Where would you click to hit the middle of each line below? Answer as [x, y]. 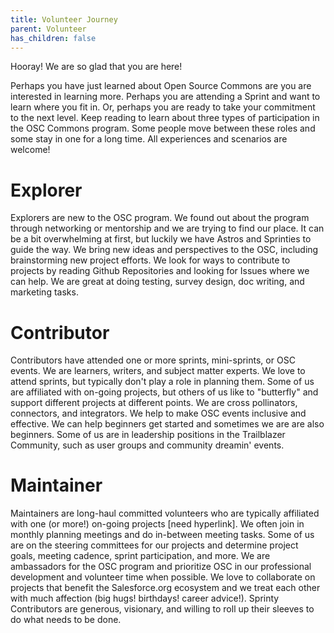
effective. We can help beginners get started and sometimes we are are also [167, 424]
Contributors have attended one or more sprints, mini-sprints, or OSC [153, 360]
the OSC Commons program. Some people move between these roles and [163, 128]
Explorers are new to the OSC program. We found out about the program [160, 218]
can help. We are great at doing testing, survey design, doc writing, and [157, 282]
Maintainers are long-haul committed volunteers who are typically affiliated [165, 513]
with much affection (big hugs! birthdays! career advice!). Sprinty [145, 598]
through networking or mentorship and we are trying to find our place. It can [167, 228]
